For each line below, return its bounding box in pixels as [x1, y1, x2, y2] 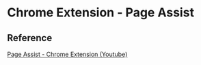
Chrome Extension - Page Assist [7, 5, 195, 21]
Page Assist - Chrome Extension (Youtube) [7, 50, 128, 58]
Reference [7, 32, 53, 44]
